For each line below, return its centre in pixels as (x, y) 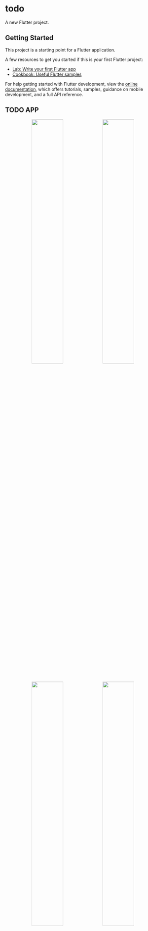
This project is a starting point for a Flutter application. (60, 50)
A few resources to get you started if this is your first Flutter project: (74, 59)
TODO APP (22, 110)
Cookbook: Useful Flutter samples (47, 74)
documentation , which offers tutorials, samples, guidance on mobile (74, 89)
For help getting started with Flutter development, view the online (72, 84)
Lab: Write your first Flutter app (44, 69)
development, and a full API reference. (44, 94)
